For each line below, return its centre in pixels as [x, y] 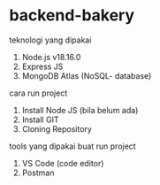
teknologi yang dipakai [50, 40]
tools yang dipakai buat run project [72, 146]
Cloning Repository [57, 128]
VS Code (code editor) [63, 163]
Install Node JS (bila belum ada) [80, 110]
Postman [38, 173]
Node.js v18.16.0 [51, 57]
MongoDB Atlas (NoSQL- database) [87, 75]
